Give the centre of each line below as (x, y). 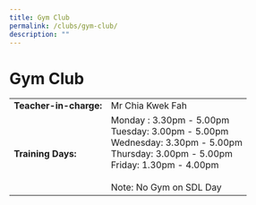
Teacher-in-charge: (58, 106)
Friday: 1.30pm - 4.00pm (165, 165)
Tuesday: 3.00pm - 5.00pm (170, 132)
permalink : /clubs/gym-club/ (64, 26)
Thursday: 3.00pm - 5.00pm (171, 154)
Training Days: (45, 154)
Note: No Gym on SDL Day (166, 187)
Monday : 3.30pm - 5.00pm (170, 120)
